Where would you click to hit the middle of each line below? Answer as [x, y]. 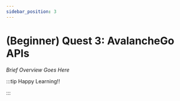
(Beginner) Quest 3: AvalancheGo [90, 40]
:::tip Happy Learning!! [33, 81]
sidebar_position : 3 [32, 12]
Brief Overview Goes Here [38, 70]
